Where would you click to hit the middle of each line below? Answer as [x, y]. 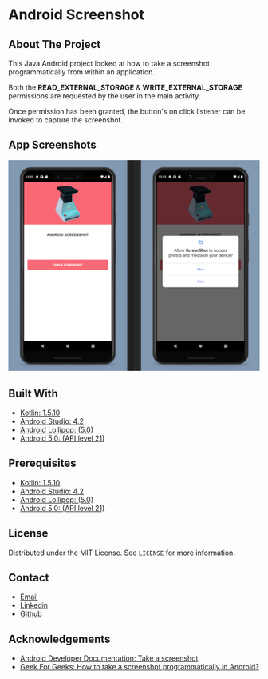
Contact [29, 577]
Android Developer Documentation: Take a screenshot [109, 658]
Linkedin [34, 605]
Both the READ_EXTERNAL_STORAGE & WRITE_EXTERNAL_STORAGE [126, 87]
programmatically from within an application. [82, 72]
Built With [33, 393]
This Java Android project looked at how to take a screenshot [109, 63]
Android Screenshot [77, 15]
